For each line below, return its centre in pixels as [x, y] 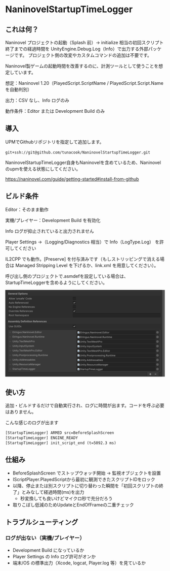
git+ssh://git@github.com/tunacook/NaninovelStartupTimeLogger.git [78, 152]
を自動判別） [18, 89]
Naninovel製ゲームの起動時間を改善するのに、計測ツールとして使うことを [82, 66]
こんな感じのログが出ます [32, 423]
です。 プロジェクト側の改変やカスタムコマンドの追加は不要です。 [83, 55]
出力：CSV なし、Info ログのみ [37, 100]
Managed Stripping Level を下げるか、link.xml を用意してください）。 [87, 265]
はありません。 [21, 412]
